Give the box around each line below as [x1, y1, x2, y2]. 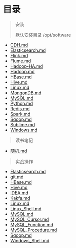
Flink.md [10, 52, 28, 58]
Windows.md [10, 127, 38, 133]
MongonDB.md [10, 90, 42, 96]
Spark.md [10, 111, 31, 117]
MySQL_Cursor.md [10, 216, 49, 222]
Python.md [10, 100, 33, 106]
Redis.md [10, 105, 30, 112]
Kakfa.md [10, 195, 30, 201]
